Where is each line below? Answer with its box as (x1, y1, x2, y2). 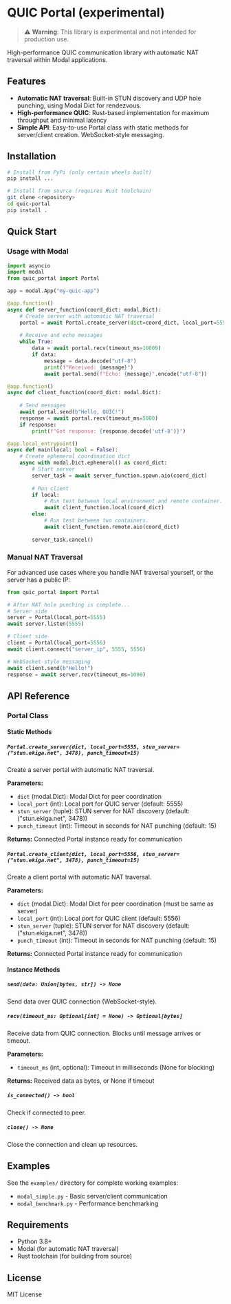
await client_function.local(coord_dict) (43, 505, 165, 511)
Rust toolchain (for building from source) (16, 1252, 133, 1261)
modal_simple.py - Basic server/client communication (16, 1192, 168, 1200)
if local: (32, 491, 60, 498)
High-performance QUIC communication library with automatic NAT (7, 48, 199, 57)
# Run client (32, 485, 69, 492)
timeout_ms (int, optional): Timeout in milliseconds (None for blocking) (16, 1063, 215, 1071)
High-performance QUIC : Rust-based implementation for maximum (16, 108, 210, 116)
